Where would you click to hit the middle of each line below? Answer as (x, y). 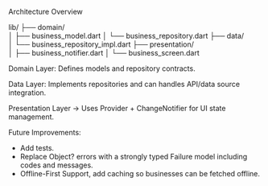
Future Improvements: (45, 132)
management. (31, 117)
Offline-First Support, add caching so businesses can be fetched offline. (140, 174)
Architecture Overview (45, 12)
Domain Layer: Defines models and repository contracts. (102, 68)
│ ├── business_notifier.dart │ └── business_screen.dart (104, 53)
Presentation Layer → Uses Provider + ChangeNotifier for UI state (117, 108)
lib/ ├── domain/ (37, 27)
